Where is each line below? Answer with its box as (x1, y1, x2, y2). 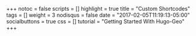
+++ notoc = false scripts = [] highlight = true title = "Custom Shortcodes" (6, 5, 191, 12)
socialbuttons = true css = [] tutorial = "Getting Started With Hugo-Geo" (6, 18, 185, 25)
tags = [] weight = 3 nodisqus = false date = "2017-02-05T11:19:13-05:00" (6, 11, 190, 19)
